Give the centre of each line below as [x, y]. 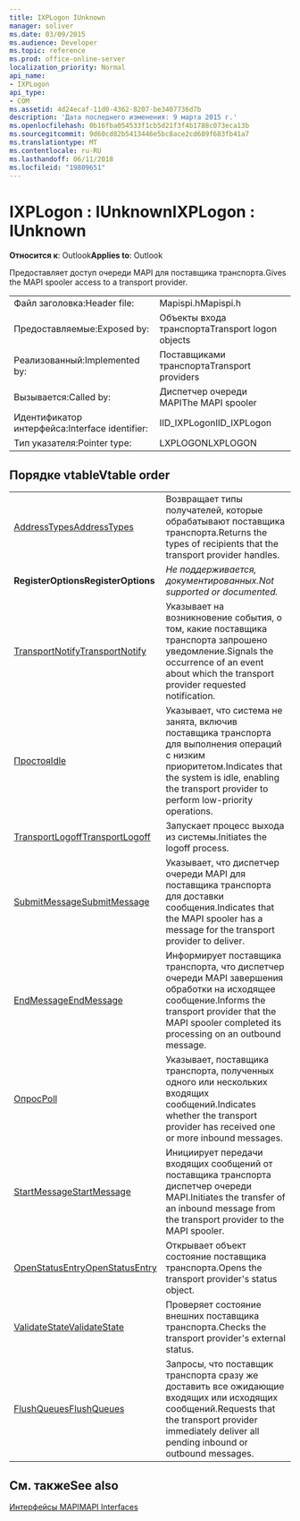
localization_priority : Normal [67, 68]
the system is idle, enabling [222, 778]
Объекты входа [193, 318]
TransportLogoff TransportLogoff [82, 837]
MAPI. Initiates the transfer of [225, 1198]
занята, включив [202, 722]
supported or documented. [222, 592]
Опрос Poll [36, 1099]
